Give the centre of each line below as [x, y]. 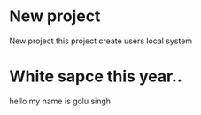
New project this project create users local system [101, 41]
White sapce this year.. [96, 77]
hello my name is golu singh [60, 101]
